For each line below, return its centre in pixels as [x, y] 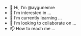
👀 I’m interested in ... [30, 13]
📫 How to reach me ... [32, 28]
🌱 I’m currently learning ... [36, 18]
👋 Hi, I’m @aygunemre [32, 8]
